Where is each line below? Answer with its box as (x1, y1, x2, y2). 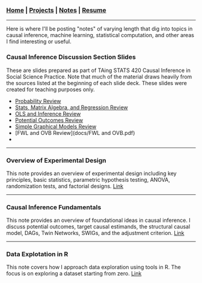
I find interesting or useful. (6, 38, 72, 45)
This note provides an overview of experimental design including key (6, 170, 177, 177)
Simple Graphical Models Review (14, 123, 97, 130)
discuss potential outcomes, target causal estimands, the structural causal (6, 223, 191, 230)
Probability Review (14, 97, 61, 104)
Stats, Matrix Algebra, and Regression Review (14, 104, 128, 111)
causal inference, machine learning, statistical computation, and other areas (6, 32, 194, 39)
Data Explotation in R (6, 250, 69, 258)
